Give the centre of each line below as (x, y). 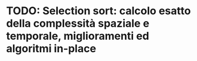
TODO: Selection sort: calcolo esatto (98, 11)
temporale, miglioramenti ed (78, 36)
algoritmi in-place (51, 49)
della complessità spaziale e (78, 23)
